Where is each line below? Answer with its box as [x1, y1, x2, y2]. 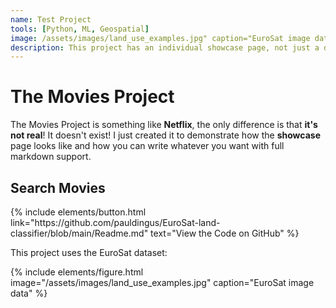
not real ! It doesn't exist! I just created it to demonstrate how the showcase [10, 129, 321, 141]
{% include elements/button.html [10, 206, 147, 218]
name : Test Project [10, 14, 92, 25]
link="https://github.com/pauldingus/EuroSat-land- [10, 217, 221, 228]
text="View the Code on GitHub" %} [150, 227, 300, 239]
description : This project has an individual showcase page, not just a [10, 42, 320, 53]
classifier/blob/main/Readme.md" [10, 227, 149, 239]
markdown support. [10, 151, 92, 163]
